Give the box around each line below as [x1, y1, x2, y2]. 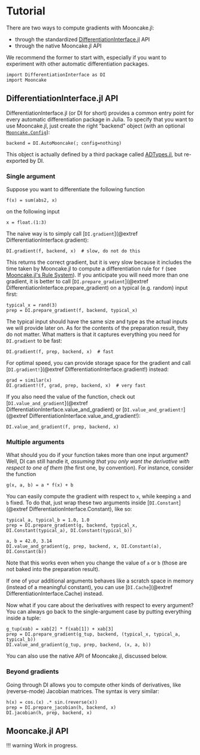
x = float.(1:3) [6, 219, 47, 226]
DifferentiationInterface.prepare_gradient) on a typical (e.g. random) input [6, 284, 188, 292]
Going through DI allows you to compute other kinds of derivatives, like [6, 681, 181, 688]
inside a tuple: [6, 614, 41, 622]
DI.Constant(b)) [6, 549, 47, 555]
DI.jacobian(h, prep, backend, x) [6, 709, 93, 716]
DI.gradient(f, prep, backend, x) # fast [6, 349, 114, 355]
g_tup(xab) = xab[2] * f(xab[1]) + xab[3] [6, 626, 114, 632]
